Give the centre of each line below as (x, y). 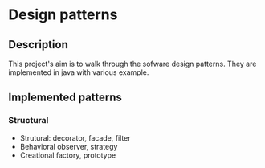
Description (38, 45)
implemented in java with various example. (79, 72)
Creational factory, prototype (68, 155)
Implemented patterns (65, 98)
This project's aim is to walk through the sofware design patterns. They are (132, 64)
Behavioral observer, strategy (69, 146)
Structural (29, 121)
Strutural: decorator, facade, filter (75, 137)
